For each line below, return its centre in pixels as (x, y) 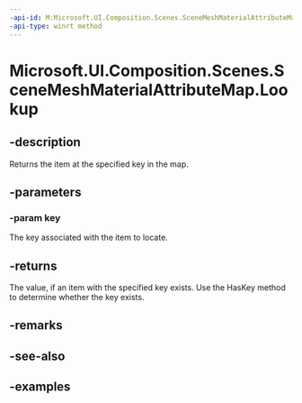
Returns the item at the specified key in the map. (99, 164)
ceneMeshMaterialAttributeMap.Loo (149, 90)
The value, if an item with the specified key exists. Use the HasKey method (147, 288)
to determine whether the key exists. (77, 297)
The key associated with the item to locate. (89, 238)
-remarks (36, 325)
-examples (40, 387)
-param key (35, 217)
